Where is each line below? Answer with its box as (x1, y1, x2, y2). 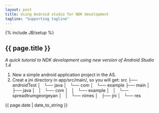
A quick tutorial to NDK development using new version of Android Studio (5, 57, 154, 63)
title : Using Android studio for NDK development (5, 12, 109, 17)
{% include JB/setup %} (5, 30, 54, 36)
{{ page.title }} (5, 44, 51, 52)
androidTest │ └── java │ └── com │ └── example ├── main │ (12, 82, 150, 88)
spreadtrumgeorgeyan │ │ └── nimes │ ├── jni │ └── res (12, 93, 141, 99)
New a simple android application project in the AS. (12, 72, 117, 78)
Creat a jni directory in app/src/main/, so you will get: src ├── (12, 77, 138, 83)
